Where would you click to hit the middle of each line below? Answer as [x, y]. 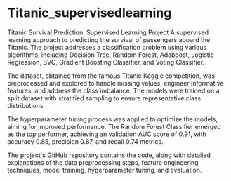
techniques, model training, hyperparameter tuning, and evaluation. [105, 170]
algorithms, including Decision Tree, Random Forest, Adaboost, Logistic [111, 55]
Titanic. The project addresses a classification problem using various [107, 47]
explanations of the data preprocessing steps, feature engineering [103, 162]
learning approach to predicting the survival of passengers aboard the [109, 39]
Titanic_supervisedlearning [90, 13]
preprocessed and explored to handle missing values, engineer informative [115, 83]
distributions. [26, 105]
